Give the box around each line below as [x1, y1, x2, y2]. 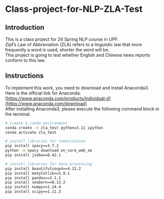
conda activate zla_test [5, 130, 57, 135]
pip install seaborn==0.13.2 [5, 180, 66, 185]
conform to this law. [5, 57, 46, 63]
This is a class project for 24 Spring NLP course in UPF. [5, 36, 119, 42]
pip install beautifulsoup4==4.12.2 [5, 166, 81, 171]
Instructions [5, 72, 44, 80]
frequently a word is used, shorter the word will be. [5, 47, 110, 52]
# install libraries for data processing [5, 161, 92, 166]
